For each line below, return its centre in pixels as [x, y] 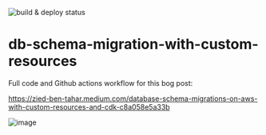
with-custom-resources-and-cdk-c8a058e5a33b [89, 106]
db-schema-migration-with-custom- [133, 44]
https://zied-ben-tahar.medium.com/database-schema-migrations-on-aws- [133, 98]
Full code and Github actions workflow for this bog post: [101, 83]
